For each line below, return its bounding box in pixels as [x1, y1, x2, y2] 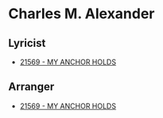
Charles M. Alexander [8, 5, 155, 23]
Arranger [8, 80, 55, 93]
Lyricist [8, 36, 46, 50]
